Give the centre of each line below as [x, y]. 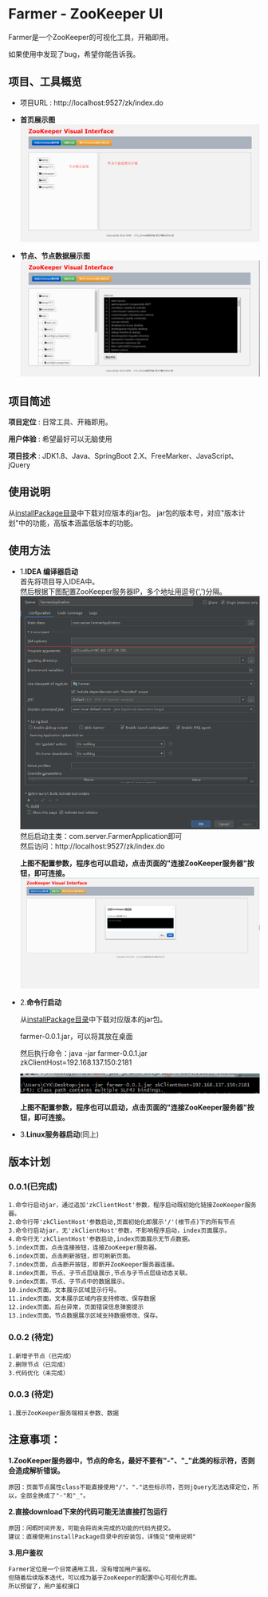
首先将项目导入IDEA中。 [59, 581]
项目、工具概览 [45, 82]
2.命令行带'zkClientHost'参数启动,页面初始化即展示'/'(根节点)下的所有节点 [122, 1222]
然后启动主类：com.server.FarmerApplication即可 [101, 837]
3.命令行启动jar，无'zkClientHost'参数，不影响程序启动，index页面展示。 [120, 1231]
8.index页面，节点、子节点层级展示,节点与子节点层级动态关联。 [100, 1274]
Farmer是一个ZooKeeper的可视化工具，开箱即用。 [91, 37]
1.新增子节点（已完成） [42, 1356]
